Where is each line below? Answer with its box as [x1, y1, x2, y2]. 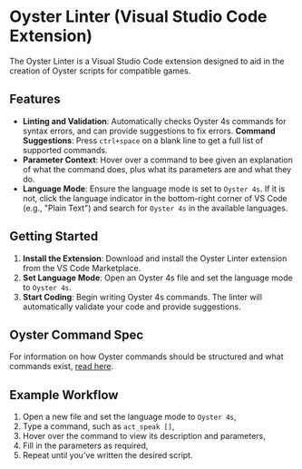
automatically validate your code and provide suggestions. [22, 301, 242, 312]
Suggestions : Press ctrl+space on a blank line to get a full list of [22, 134, 264, 146]
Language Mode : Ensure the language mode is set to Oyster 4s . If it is [22, 183, 286, 194]
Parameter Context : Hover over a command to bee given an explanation [22, 154, 293, 165]
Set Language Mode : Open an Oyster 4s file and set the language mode [22, 272, 293, 283]
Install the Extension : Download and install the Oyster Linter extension [22, 252, 287, 264]
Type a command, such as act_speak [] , [22, 421, 175, 432]
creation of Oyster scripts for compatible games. [9, 65, 191, 76]
